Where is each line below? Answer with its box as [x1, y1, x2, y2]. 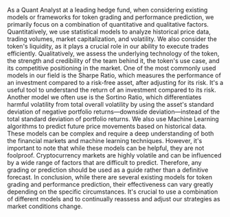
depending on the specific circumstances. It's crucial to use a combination [7, 188, 218, 196]
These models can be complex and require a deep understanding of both [7, 129, 214, 138]
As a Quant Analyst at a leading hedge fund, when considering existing [7, 6, 208, 14]
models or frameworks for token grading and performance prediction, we [7, 13, 214, 21]
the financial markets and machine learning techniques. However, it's [7, 137, 203, 144]
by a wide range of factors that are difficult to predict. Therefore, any [7, 159, 202, 166]
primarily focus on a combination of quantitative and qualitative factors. [7, 21, 209, 28]
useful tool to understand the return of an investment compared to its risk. [7, 86, 216, 94]
